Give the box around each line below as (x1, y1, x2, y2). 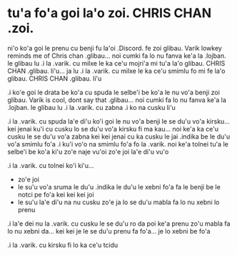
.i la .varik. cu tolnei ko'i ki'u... (7, 161, 94, 169)
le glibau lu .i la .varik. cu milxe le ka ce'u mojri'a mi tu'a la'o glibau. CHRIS (7, 59, 226, 67)
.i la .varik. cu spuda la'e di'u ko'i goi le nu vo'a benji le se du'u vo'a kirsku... (7, 116, 230, 126)
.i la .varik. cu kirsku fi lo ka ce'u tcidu (7, 241, 118, 249)
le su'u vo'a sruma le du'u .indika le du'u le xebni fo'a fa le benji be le (17, 182, 221, 191)
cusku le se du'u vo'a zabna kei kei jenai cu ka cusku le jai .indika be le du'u (7, 132, 231, 141)
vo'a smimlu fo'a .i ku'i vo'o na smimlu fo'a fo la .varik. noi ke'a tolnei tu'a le (7, 139, 228, 148)
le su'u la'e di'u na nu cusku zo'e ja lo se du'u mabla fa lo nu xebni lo (17, 198, 220, 206)
